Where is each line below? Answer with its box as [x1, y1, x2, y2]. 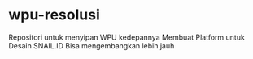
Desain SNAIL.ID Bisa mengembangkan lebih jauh [8, 40, 175, 50]
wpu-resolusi [8, 6, 100, 24]
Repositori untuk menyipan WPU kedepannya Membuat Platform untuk [8, 32, 246, 42]
